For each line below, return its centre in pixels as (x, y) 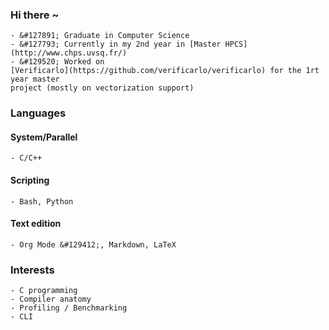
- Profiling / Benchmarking (69, 308)
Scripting (30, 180)
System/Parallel (44, 137)
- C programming (44, 291)
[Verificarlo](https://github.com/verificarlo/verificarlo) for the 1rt (165, 71)
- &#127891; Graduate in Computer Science (100, 36)
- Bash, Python (42, 201)
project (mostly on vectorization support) (102, 88)
